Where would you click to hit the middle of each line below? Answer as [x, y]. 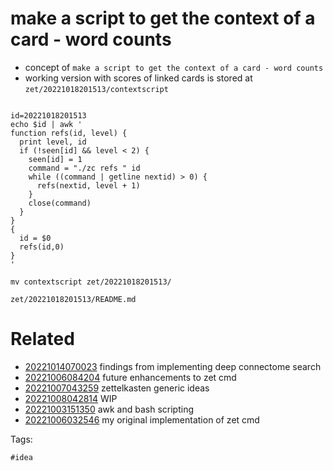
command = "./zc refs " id [84, 168]
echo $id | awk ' [46, 124]
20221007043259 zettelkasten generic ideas [117, 388]
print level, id [53, 142]
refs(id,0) [42, 247]
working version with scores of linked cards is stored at [138, 78]
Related [42, 339]
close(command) [60, 203]
